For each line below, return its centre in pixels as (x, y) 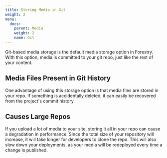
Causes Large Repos (38, 117)
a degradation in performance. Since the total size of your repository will (80, 134)
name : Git (24, 38)
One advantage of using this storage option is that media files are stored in (82, 90)
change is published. (27, 150)
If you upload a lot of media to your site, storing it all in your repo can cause (83, 128)
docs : (15, 24)
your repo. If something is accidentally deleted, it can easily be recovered (81, 95)
